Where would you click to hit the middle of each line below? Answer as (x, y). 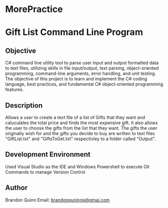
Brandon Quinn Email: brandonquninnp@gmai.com (58, 200)
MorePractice (34, 9)
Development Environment (48, 154)
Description (24, 105)
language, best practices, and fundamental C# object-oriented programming (84, 84)
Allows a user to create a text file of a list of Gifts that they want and (75, 117)
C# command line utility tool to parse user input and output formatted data (82, 63)
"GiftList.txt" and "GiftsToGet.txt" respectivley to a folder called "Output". (80, 139)
